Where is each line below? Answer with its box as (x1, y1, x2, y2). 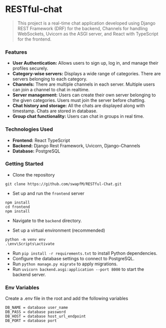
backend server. (12, 271, 46, 277)
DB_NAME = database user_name (5, 305, 68, 310)
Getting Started (5, 160, 43, 168)
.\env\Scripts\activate (5, 241, 55, 246)
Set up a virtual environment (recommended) (12, 227, 105, 233)
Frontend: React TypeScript (12, 137, 70, 143)
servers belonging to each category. (12, 76, 87, 82)
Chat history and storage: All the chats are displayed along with (12, 103, 145, 109)
